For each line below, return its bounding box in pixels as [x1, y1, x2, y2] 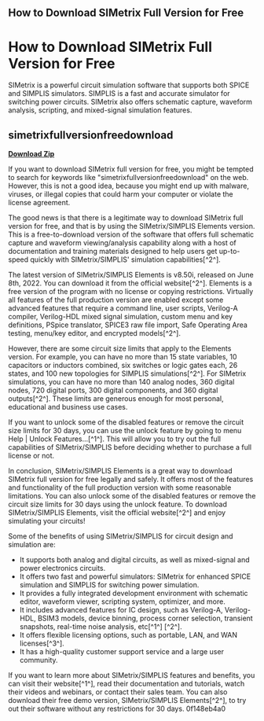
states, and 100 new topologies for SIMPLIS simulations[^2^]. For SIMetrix [8, 369, 247, 378]
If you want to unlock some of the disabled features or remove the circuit [8, 418, 244, 427]
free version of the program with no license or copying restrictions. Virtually [8, 287, 254, 296]
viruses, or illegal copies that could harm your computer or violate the [8, 189, 233, 199]
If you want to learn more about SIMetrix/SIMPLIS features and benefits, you [8, 671, 255, 680]
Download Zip [8, 149, 55, 159]
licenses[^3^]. [19, 638, 64, 648]
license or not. [8, 451, 55, 461]
